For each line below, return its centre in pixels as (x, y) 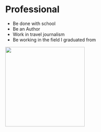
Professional (32, 9)
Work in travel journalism (39, 34)
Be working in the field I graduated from (54, 40)
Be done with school (34, 23)
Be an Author (26, 29)
